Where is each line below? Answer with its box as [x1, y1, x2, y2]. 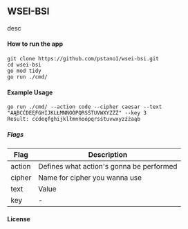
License [7, 214, 31, 223]
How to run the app [7, 40, 64, 48]
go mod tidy [7, 67, 41, 75]
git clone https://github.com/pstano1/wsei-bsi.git [7, 56, 159, 62]
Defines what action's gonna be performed [37, 162, 178, 171]
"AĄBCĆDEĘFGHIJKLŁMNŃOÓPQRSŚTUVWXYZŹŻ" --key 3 [7, 110, 147, 117]
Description [88, 150, 128, 160]
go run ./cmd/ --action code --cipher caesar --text [7, 103, 162, 110]
